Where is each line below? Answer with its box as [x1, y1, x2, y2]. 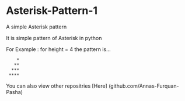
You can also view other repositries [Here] [6, 82, 108, 89]
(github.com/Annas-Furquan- [109, 82, 179, 89]
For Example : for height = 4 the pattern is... [6, 45, 111, 53]
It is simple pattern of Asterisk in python [6, 34, 102, 41]
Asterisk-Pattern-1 [6, 4, 98, 17]
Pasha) [6, 88, 23, 95]
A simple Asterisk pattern [6, 23, 67, 30]
